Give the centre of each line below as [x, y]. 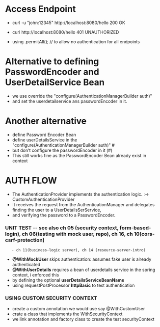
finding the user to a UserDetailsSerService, [57, 210]
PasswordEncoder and [52, 72]
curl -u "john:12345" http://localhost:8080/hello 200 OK [68, 23]
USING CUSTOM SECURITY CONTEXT [51, 298]
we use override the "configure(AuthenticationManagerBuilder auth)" [82, 96]
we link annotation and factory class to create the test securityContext [83, 319]
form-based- [135, 228]
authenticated [26, 265]
